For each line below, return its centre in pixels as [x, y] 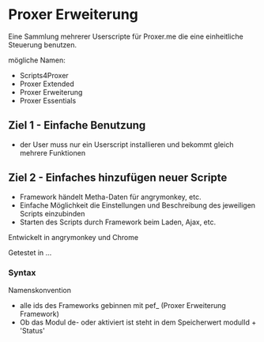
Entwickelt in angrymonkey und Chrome [74, 237]
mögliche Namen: [37, 60]
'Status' [32, 330]
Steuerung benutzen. [43, 44]
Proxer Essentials [48, 100]
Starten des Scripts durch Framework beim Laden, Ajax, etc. [117, 222]
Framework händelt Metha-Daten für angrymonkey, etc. [110, 197]
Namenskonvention [40, 290]
